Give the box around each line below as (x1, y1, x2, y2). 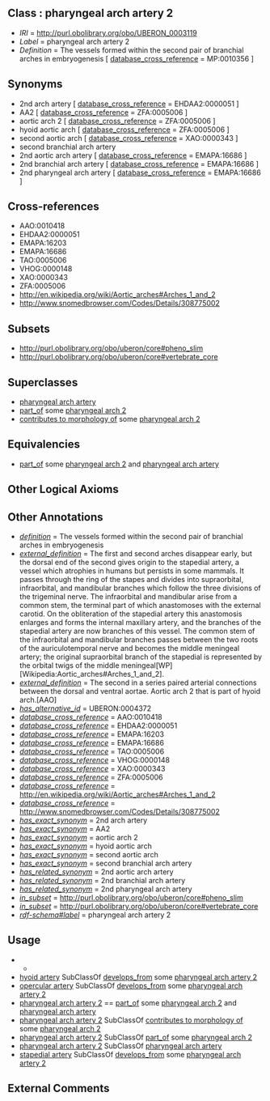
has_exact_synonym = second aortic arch (19, 850, 158, 860)
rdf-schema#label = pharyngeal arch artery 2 (19, 910, 171, 920)
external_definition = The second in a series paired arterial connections (19, 678, 257, 687)
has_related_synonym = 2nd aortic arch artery (19, 867, 175, 877)
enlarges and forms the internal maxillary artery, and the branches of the (19, 618, 262, 627)
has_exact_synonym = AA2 (19, 824, 111, 834)
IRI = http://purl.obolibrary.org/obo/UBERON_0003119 (19, 28, 197, 37)
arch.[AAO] (19, 695, 57, 705)
